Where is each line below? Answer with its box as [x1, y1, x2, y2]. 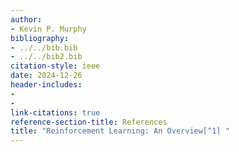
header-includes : [10, 80, 83, 90]
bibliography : [10, 33, 70, 43]
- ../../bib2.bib [10, 52, 83, 62]
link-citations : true [10, 107, 101, 118]
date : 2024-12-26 [10, 71, 83, 81]
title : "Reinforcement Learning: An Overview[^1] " [10, 126, 230, 136]
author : [10, 14, 43, 25]
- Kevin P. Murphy [10, 24, 87, 34]
